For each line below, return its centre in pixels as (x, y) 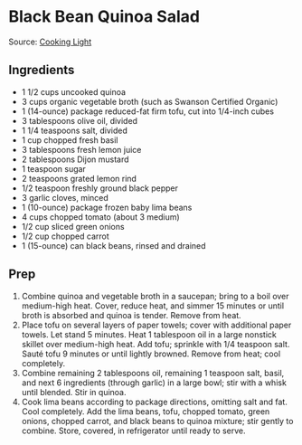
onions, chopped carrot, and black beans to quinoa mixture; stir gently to (157, 421)
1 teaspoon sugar (54, 168)
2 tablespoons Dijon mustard (75, 159)
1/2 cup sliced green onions (73, 226)
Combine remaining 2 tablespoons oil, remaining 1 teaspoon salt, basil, (153, 373)
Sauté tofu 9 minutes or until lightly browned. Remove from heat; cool (151, 354)
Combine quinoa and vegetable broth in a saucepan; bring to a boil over (156, 296)
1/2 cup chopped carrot (65, 236)
